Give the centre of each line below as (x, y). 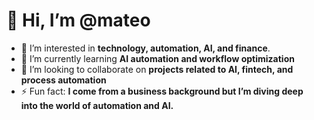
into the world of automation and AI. (97, 105)
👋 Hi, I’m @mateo (78, 20)
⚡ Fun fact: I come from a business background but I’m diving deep (162, 91)
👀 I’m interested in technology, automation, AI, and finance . (145, 48)
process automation (63, 80)
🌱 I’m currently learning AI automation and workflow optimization (157, 58)
